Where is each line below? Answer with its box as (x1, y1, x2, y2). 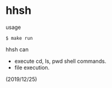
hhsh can (5, 46, 29, 53)
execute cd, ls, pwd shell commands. (14, 57, 107, 64)
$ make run (5, 35, 33, 41)
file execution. (14, 64, 50, 71)
